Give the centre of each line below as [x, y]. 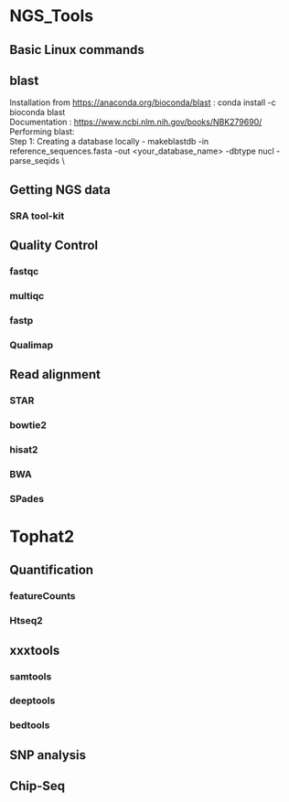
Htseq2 [26, 621]
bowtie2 [28, 425]
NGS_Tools [52, 16]
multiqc [27, 295]
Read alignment [55, 374]
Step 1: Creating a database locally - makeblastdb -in [109, 142]
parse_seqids [35, 161]
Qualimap [31, 345]
